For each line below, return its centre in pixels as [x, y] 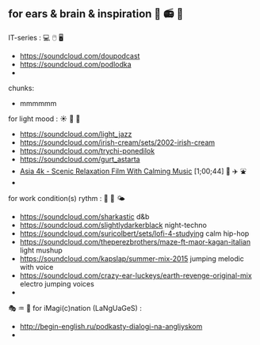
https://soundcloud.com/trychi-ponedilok [87, 150]
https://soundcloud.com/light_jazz [76, 134]
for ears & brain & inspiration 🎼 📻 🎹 [96, 14]
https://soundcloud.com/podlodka [76, 64]
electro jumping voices [57, 283]
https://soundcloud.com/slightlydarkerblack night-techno [113, 225]
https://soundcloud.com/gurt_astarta [80, 159]
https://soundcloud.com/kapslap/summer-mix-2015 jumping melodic [132, 258]
